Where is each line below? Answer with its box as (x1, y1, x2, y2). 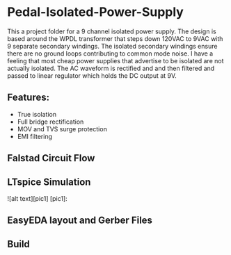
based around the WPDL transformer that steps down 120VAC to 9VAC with (7, 34, 223, 42)
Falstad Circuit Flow (7, 152, 95, 164)
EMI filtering (17, 132, 52, 140)
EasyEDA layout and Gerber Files (7, 215, 153, 227)
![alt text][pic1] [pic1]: (7, 194, 67, 202)
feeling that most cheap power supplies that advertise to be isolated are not (7, 56, 224, 65)
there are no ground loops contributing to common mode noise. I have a (7, 49, 214, 58)
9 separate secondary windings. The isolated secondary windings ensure (7, 42, 218, 50)
